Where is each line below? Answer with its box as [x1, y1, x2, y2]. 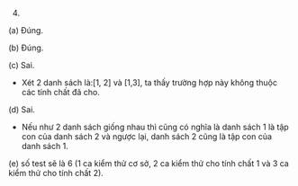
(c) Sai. [8, 60, 35, 70]
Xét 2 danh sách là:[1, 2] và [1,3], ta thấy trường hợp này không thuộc [21, 77, 278, 88]
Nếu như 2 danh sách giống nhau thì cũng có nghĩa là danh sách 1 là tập [21, 121, 289, 132]
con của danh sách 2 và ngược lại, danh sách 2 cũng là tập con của [21, 131, 272, 142]
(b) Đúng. [8, 42, 44, 53]
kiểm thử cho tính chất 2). [8, 168, 104, 178]
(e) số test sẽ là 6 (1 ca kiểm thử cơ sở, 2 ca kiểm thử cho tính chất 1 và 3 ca [8, 158, 289, 169]
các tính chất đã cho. [21, 87, 100, 97]
